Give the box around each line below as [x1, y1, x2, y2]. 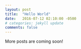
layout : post [5, 7, 31, 12]
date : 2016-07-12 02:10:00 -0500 [5, 16, 77, 21]
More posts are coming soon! [5, 38, 64, 44]
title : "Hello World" [5, 12, 51, 16]
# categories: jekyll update [5, 20, 64, 26]
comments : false [5, 25, 38, 30]
